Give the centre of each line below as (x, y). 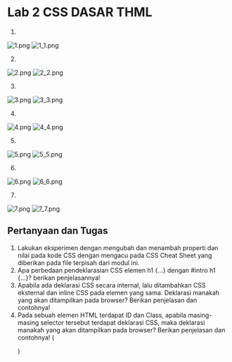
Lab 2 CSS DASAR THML (80, 12)
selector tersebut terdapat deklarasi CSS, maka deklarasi (123, 322)
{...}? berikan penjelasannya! (59, 278)
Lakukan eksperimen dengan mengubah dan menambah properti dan (118, 247)
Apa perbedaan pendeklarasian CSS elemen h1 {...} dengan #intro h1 (116, 270)
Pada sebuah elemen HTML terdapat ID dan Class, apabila (102, 315)
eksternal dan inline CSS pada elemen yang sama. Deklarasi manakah (118, 292)
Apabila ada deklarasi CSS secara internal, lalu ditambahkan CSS (111, 285)
